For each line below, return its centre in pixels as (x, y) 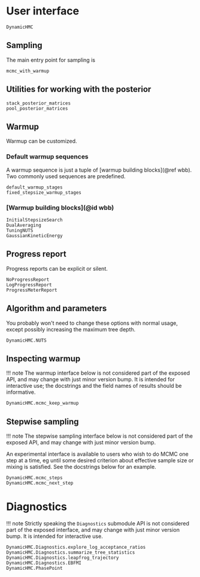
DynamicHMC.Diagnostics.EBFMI (44, 563)
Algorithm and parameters (57, 308)
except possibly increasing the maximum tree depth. (71, 329)
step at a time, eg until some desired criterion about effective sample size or (100, 461)
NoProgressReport (28, 279)
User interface (43, 11)
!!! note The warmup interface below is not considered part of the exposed (98, 373)
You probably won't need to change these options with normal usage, (92, 323)
